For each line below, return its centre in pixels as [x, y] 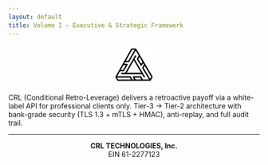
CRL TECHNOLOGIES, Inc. [134, 145]
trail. [16, 123]
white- [243, 97]
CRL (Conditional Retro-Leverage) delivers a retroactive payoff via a [120, 97]
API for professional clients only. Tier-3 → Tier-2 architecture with [134, 106]
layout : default [35, 17]
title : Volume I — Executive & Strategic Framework [96, 25]
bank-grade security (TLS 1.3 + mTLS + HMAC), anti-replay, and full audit [129, 114]
